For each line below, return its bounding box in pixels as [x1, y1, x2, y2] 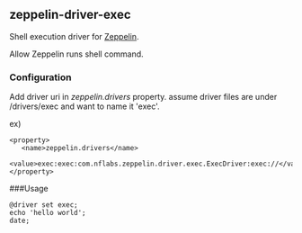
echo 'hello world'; [9, 209, 87, 218]
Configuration [9, 71, 72, 84]
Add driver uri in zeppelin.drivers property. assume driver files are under [9, 92, 278, 103]
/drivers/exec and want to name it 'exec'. [9, 101, 160, 112]
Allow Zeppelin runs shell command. [9, 49, 144, 59]
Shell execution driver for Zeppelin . [9, 31, 139, 41]
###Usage [9, 184, 49, 194]
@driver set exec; [9, 201, 78, 210]
